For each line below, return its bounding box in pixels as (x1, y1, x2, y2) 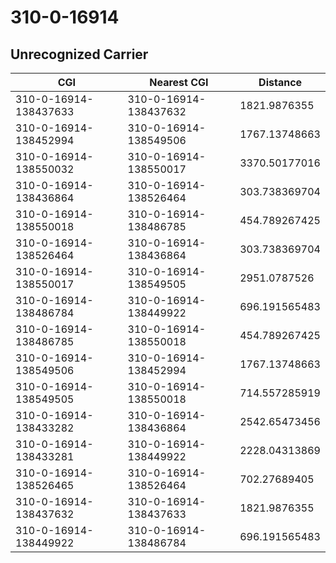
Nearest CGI (149, 76, 209, 89)
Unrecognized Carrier (10, 46, 149, 63)
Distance (258, 76, 303, 89)
